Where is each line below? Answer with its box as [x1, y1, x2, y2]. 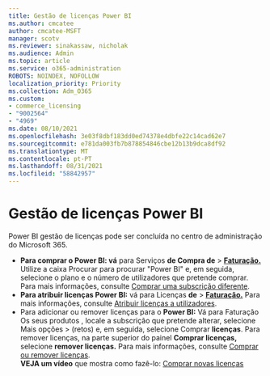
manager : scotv [8, 34, 60, 43]
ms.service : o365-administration [8, 65, 121, 73]
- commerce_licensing [8, 102, 82, 110]
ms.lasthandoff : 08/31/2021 [8, 163, 103, 171]
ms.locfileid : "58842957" [8, 170, 95, 178]
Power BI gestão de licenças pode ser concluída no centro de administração [8, 231, 263, 241]
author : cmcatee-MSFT [8, 27, 82, 35]
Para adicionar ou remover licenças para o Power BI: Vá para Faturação [19, 306, 259, 316]
